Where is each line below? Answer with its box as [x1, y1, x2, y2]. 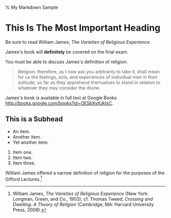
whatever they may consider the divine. [17, 85, 101, 91]
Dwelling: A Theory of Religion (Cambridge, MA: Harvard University [12, 201, 154, 208]
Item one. [12, 149, 33, 155]
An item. [12, 128, 31, 134]
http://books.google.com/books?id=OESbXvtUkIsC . [5, 100, 113, 106]
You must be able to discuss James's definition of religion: [5, 59, 128, 65]
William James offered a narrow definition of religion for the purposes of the [5, 170, 165, 176]
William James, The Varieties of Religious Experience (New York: [12, 190, 149, 197]
